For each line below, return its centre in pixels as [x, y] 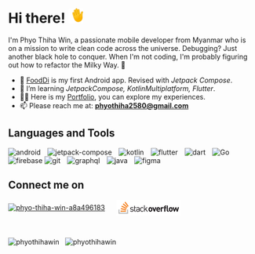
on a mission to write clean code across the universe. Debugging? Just [123, 48]
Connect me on [46, 185]
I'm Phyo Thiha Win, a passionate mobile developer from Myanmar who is [127, 40]
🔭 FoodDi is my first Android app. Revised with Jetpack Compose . [126, 80]
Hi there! [37, 18]
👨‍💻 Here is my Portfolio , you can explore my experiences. [113, 96]
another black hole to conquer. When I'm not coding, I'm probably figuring [128, 56]
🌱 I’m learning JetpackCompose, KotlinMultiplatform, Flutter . [117, 88]
